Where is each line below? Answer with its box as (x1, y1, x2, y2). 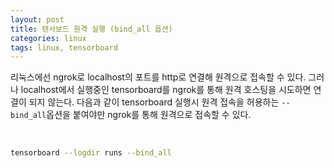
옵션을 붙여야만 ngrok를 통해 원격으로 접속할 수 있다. (46, 109, 252, 121)
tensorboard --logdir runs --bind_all (10, 148, 172, 158)
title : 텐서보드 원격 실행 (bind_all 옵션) (10, 24, 173, 34)
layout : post (10, 14, 65, 25)
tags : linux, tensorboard (10, 42, 118, 53)
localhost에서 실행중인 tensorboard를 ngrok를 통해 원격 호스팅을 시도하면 (20, 84, 312, 96)
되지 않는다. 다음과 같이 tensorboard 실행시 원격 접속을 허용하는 (28, 96, 280, 108)
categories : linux (10, 33, 87, 43)
